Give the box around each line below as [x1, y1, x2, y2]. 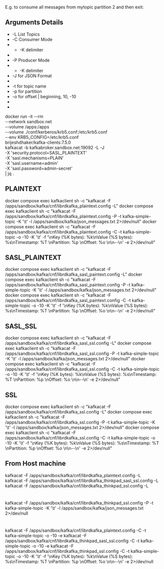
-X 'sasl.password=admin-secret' [5, 165, 72, 171]
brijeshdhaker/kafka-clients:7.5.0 [5, 139, 71, 145]
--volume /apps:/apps [5, 124, 49, 130]
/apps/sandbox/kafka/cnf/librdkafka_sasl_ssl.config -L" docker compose [5, 340, 152, 346]
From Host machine [5, 460, 66, 468]
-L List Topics [12, 31, 40, 37]
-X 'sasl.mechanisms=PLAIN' [5, 155, 64, 161]
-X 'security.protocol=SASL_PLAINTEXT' [5, 150, 87, 155]
